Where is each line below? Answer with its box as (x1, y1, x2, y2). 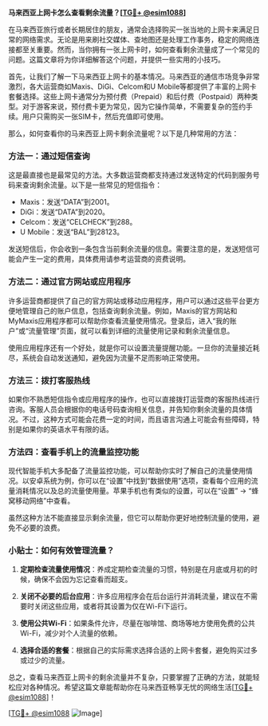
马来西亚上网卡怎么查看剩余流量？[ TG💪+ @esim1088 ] (8, 8, 187, 17)
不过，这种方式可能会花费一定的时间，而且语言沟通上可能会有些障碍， (22, 414, 253, 424)
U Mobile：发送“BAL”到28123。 (19, 227, 124, 237)
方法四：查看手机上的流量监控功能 (8, 446, 140, 457)
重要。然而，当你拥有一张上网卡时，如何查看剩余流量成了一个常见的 (35, 45, 260, 54)
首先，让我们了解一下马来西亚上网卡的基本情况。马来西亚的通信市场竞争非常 (8, 72, 260, 81)
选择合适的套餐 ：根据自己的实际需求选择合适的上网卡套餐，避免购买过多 (19, 645, 258, 655)
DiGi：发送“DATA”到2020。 (19, 207, 110, 217)
